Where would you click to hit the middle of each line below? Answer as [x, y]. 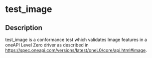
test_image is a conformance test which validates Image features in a [76, 39]
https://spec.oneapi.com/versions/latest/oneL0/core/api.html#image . [76, 50]
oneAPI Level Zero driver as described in [47, 45]
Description [24, 28]
